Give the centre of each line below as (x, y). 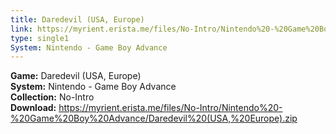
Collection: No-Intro (52, 97)
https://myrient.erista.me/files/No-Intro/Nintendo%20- (170, 108)
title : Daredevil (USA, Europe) (77, 19)
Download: (33, 108)
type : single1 (40, 38)
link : (21, 29)
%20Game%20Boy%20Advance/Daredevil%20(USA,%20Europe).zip (154, 118)
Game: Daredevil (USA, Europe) (76, 76)
